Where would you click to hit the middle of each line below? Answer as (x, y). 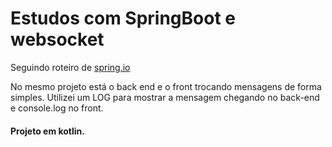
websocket (57, 39)
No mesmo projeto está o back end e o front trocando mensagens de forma (166, 86)
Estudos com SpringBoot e (123, 18)
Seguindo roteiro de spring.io (70, 67)
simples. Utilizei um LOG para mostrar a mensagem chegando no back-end (165, 97)
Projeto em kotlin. (48, 131)
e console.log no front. (57, 108)
